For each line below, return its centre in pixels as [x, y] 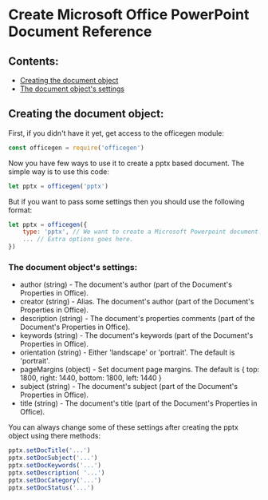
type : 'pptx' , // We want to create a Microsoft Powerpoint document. [142, 232]
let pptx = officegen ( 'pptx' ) [59, 186]
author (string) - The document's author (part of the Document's [126, 284]
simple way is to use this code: [59, 171]
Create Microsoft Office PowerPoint [129, 15]
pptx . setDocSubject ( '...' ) [53, 458]
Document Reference [80, 32]
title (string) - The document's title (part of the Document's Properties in [138, 403]
